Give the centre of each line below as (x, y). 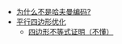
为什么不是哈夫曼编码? (53, 12)
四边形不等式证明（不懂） (71, 32)
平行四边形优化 (41, 22)
